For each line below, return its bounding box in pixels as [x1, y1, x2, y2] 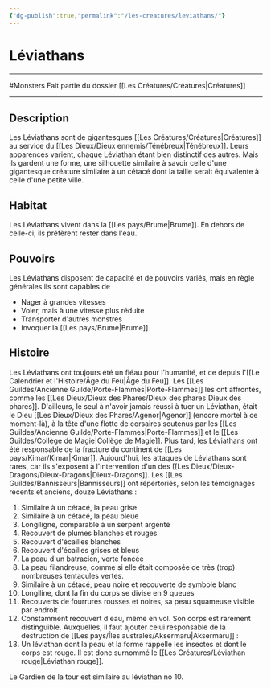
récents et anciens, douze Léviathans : [9, 487, 138, 497]
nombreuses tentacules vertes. [20, 571, 124, 580]
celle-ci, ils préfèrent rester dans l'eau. [9, 228, 138, 238]
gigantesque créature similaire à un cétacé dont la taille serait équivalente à [9, 166, 260, 177]
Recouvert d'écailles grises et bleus [20, 545, 140, 555]
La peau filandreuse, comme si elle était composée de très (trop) [20, 562, 236, 571]
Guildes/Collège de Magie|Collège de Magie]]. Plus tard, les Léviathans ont [9, 436, 258, 445]
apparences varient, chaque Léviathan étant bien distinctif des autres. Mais [9, 149, 259, 159]
